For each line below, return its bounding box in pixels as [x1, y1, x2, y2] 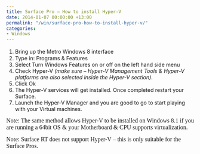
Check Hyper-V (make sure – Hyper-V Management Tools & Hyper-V [14, 67, 185, 75]
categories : [6, 25, 36, 32]
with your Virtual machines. [14, 106, 82, 113]
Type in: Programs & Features [14, 55, 88, 62]
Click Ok [14, 80, 36, 87]
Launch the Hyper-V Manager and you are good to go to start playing [14, 99, 185, 106]
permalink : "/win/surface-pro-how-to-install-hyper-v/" [6, 20, 148, 26]
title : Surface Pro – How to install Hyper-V [6, 8, 121, 15]
